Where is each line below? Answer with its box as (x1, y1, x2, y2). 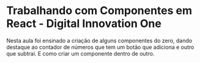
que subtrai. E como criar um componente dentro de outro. (6, 50, 155, 57)
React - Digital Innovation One (6, 17, 162, 31)
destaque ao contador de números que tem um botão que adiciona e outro (6, 43, 194, 51)
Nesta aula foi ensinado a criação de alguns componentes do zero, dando (6, 37, 193, 44)
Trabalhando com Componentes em (6, 4, 193, 18)
